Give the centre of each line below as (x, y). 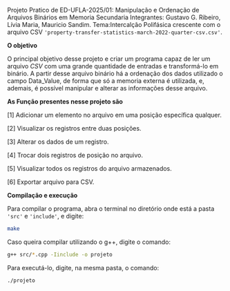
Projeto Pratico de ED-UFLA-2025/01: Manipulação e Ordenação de (103, 10)
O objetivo (22, 45)
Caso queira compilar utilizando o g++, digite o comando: (89, 242)
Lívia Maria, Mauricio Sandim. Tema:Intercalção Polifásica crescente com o (114, 25)
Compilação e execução (42, 195)
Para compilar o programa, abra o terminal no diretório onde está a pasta (111, 209)
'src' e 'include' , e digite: (46, 216)
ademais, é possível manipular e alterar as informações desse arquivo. (107, 88)
